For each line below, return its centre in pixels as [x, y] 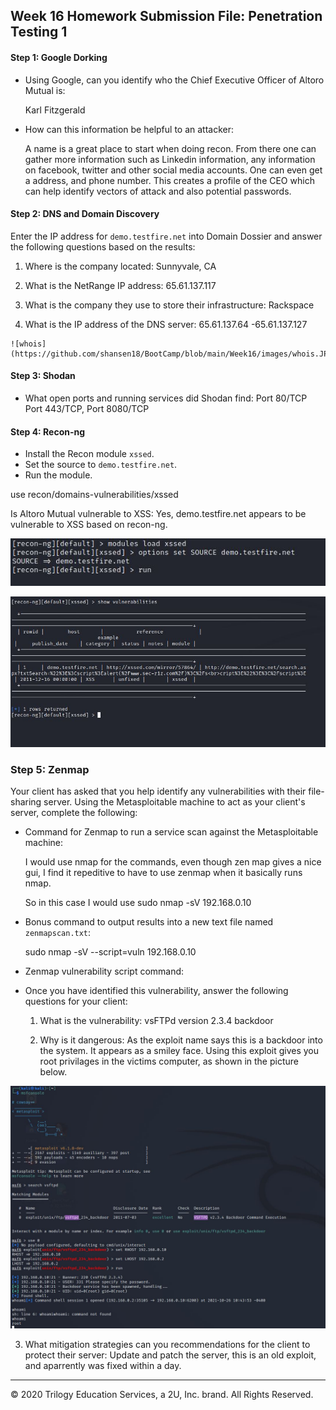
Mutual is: [45, 90]
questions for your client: [76, 1001]
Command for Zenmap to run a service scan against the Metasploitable [171, 832]
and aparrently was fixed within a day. [103, 1366]
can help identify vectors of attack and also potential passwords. [158, 191]
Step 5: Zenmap [50, 770]
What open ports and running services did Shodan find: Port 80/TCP [166, 398]
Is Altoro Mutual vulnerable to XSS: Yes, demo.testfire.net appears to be [158, 514]
